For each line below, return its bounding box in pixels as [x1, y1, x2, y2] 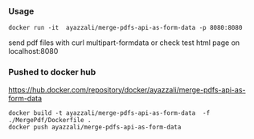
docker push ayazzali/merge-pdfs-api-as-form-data [8, 123, 182, 131]
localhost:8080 [8, 47, 59, 56]
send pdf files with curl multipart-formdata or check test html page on [8, 38, 240, 47]
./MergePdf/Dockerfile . [8, 116, 92, 124]
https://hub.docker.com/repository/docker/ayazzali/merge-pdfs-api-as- [8, 84, 246, 94]
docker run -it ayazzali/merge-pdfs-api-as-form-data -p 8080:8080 [8, 24, 243, 32]
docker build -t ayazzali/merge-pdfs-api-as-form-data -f [8, 108, 211, 117]
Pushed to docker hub [8, 67, 96, 78]
